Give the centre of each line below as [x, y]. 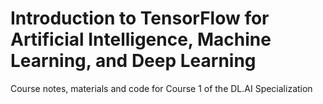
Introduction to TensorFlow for [140, 18]
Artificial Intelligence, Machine [141, 39]
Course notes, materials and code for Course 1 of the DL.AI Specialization [161, 88]
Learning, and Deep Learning [133, 61]
